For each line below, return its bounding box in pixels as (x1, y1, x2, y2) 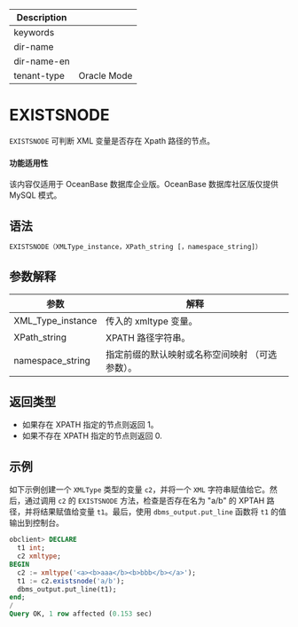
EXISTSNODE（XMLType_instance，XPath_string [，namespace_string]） (9, 242, 263, 251)
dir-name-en (13, 55, 71, 67)
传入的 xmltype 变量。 (106, 315, 198, 327)
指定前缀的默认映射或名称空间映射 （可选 (106, 348, 278, 360)
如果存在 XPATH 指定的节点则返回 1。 (21, 419, 159, 430)
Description (16, 12, 67, 23)
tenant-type (13, 70, 65, 82)
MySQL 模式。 (9, 190, 62, 200)
